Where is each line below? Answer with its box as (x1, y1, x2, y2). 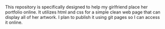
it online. (5, 19, 23, 25)
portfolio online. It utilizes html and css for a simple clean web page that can (5, 9, 161, 15)
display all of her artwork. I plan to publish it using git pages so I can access (5, 14, 160, 20)
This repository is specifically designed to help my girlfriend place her (5, 4, 148, 10)
